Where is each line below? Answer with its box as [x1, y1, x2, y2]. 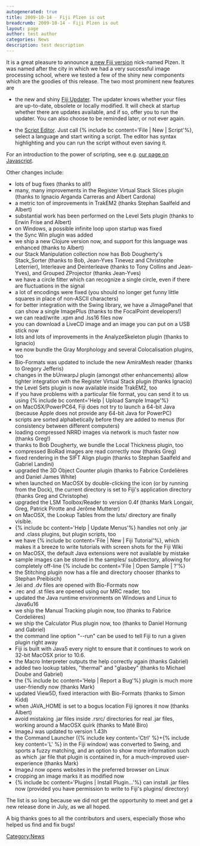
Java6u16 [14, 600, 39, 608]
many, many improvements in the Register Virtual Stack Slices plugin [14, 186, 184, 194]
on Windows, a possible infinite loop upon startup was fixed [14, 225, 162, 232]
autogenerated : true [6, 8, 58, 15]
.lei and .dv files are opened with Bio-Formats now [14, 581, 139, 588]
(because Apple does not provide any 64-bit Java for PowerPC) [14, 409, 172, 416]
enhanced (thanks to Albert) [14, 244, 85, 251]
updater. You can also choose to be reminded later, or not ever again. [14, 114, 185, 122]
